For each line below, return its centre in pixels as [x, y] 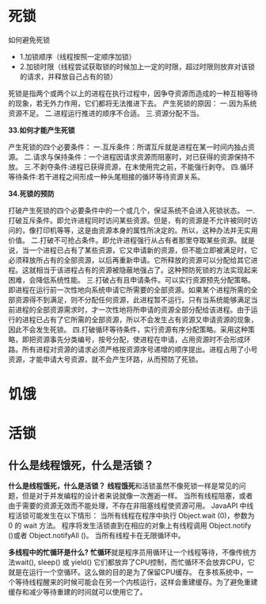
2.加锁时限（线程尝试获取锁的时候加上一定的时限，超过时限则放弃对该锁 [137, 66]
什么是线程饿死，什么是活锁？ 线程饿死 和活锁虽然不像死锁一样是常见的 [123, 486]
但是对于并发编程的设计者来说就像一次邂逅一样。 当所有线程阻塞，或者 [137, 496]
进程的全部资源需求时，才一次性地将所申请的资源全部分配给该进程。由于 [133, 310]
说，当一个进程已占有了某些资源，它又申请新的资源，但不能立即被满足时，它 [133, 250]
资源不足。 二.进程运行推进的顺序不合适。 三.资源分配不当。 [106, 113]
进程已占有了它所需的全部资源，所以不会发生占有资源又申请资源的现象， [140, 319]
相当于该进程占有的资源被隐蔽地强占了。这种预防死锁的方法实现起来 [146, 270]
